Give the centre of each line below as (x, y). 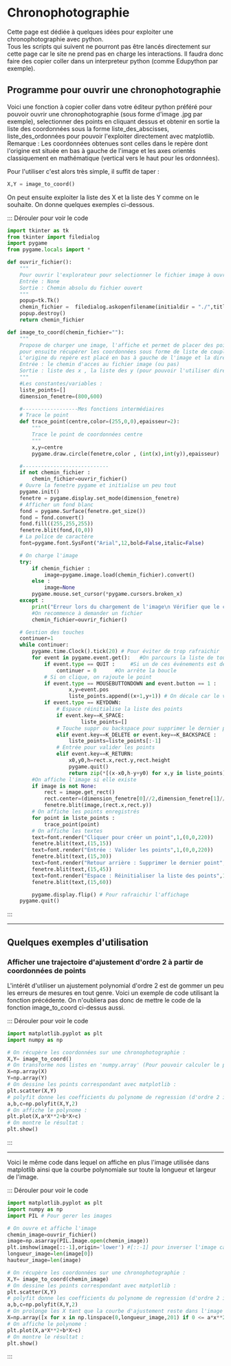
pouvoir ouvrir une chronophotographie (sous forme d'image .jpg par (105, 114)
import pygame (27, 243)
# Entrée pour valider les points (106, 747)
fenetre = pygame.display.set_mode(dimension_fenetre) (100, 498)
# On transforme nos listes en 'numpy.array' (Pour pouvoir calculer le (113, 1065)
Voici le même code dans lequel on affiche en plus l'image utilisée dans (108, 1163)
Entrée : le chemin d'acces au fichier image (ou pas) (100, 364)
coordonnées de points (47, 970)
